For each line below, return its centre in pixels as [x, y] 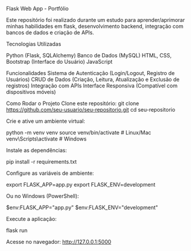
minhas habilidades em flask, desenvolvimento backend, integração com [95, 26]
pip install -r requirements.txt [41, 162]
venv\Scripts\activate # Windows [46, 139]
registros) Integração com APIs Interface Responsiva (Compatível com [92, 86]
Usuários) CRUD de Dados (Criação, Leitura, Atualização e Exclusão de [93, 79]
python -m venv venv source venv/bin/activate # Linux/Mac [79, 133]
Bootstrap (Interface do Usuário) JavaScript [59, 62]
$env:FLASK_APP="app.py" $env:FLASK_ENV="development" [82, 207]
